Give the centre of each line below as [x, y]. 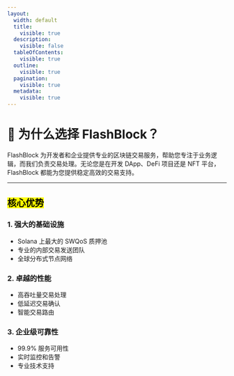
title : [23, 26]
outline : [26, 65]
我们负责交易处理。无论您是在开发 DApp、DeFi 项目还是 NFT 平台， [123, 164]
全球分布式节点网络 [45, 258]
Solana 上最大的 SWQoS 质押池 [62, 241]
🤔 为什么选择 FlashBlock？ [84, 135]
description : [32, 40]
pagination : [31, 78]
